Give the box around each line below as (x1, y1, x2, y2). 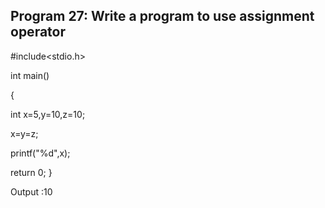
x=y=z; (10, 127, 39, 139)
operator (10, 24, 66, 41)
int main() (10, 69, 50, 81)
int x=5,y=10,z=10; (10, 108, 86, 120)
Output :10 (10, 185, 53, 198)
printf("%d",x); (10, 147, 71, 159)
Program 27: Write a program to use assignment (10, 8, 315, 25)
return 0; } (10, 166, 53, 178)
